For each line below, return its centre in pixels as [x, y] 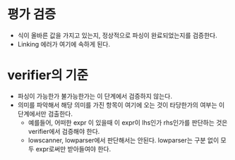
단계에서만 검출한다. [45, 113]
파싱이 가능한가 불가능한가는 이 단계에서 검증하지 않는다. [95, 96]
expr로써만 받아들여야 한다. [73, 149]
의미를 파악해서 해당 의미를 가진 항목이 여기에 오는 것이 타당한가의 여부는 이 [121, 105]
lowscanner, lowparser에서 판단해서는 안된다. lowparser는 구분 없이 [123, 140]
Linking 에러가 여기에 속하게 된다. [64, 44]
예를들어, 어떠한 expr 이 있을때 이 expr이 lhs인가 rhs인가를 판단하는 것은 [128, 122]
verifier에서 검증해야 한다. [64, 131]
